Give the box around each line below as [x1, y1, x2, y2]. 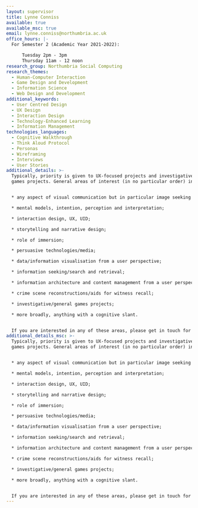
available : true [6, 19, 46, 25]
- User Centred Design [11, 102, 67, 108]
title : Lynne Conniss [6, 14, 60, 20]
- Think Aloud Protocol [11, 140, 70, 146]
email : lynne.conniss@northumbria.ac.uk [6, 31, 107, 37]
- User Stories [11, 162, 49, 168]
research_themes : [6, 69, 49, 74]
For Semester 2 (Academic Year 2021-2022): [11, 42, 120, 48]
